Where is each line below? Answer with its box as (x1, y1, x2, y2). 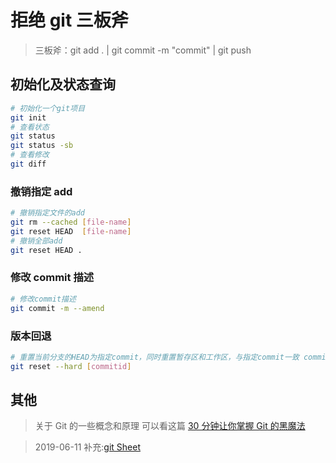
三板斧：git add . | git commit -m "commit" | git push (34, 44, 252, 56)
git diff (10, 159, 47, 169)
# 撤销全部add (10, 236, 63, 246)
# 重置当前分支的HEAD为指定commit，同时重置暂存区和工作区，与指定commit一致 (10, 352, 300, 362)
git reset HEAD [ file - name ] (10, 226, 132, 236)
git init (10, 112, 47, 123)
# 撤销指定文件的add (10, 208, 86, 218)
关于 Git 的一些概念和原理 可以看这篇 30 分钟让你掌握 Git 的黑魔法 (34, 420, 306, 432)
